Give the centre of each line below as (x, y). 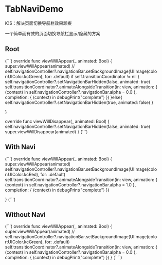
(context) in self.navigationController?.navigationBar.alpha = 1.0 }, (71, 184)
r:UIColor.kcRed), (22, 174)
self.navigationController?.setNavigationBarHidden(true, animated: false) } (79, 102)
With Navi (20, 147)
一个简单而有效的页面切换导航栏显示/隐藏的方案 (53, 33)
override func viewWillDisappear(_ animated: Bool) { (57, 121)
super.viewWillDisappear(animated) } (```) (46, 132)
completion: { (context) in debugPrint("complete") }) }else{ (64, 97)
